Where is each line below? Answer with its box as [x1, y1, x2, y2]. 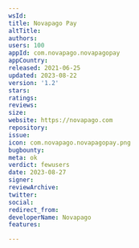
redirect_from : [8, 205, 59, 213]
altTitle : [8, 26, 42, 35]
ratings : [8, 94, 38, 102]
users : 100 [8, 42, 45, 50]
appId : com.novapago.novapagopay [8, 49, 121, 57]
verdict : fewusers [8, 161, 70, 169]
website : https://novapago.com [8, 116, 113, 124]
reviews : [8, 101, 38, 109]
